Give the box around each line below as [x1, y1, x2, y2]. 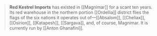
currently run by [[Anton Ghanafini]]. [9, 25, 84, 31]
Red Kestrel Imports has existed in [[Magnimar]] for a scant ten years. [9, 4, 153, 10]
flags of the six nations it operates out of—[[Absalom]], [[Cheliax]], [9, 15, 146, 20]
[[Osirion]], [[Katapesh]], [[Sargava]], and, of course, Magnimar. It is [9, 20, 149, 26]
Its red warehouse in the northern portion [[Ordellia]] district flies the [9, 9, 149, 15]
